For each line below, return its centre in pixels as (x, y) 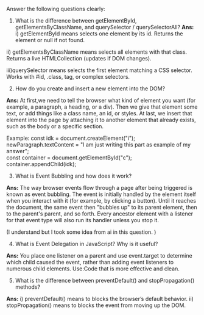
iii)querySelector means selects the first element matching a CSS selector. (100, 70)
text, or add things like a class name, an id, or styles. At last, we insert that (99, 113)
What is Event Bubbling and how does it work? (73, 176)
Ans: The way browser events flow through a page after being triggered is (100, 188)
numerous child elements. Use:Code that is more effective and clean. (93, 269)
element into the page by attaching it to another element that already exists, (101, 120)
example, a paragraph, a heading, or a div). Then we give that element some (102, 107)
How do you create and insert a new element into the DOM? (90, 89)
